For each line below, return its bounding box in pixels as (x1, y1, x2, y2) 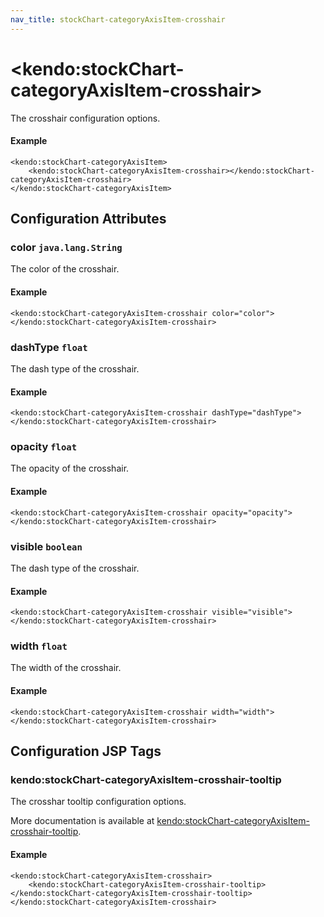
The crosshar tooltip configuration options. (10, 796, 187, 808)
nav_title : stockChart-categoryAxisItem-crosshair (10, 14, 226, 25)
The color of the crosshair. (10, 263, 120, 275)
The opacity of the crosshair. (10, 462, 130, 475)
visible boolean (10, 539, 83, 553)
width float (10, 639, 68, 653)
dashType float (10, 340, 88, 354)
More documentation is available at (10, 815, 155, 827)
